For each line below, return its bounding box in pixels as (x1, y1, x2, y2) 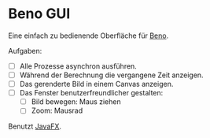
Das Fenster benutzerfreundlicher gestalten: (19, 88, 164, 98)
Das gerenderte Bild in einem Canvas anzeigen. (19, 80, 174, 89)
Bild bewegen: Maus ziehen (31, 97, 121, 106)
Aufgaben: (8, 46, 42, 55)
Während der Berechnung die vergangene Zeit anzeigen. (19, 70, 204, 80)
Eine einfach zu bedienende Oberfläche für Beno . (8, 31, 169, 40)
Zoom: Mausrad (31, 106, 83, 115)
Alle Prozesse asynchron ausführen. (19, 61, 138, 71)
